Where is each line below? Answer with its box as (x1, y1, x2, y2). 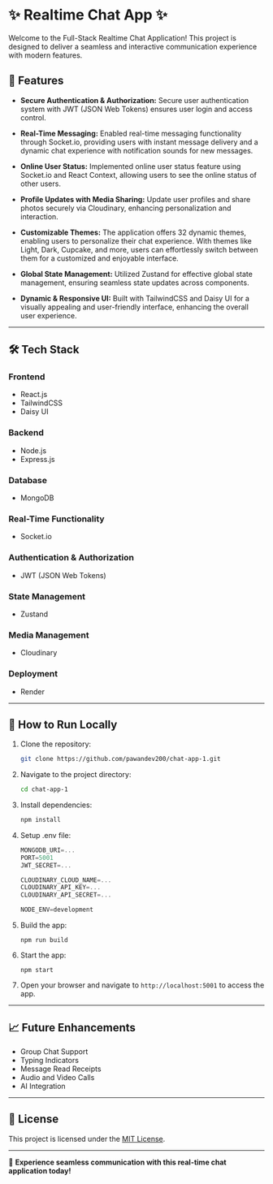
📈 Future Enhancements (8, 1021, 136, 1035)
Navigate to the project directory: (19, 770, 132, 780)
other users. (19, 179, 61, 188)
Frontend (8, 371, 45, 382)
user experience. (19, 310, 77, 320)
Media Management (8, 629, 89, 641)
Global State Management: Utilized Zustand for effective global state (19, 269, 253, 279)
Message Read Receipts (19, 1064, 102, 1074)
